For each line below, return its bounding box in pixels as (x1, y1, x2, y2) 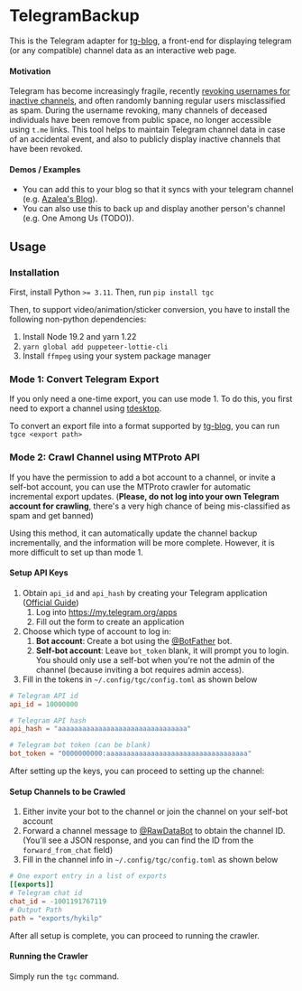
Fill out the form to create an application (35, 616, 185, 627)
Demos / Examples (9, 164, 81, 174)
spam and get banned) (9, 510, 95, 520)
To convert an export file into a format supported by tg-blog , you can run (9, 421, 280, 432)
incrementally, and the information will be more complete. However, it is (9, 537, 275, 547)
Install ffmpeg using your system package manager (22, 351, 212, 361)
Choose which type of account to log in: (22, 625, 171, 637)
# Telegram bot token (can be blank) (9, 741, 151, 750)
